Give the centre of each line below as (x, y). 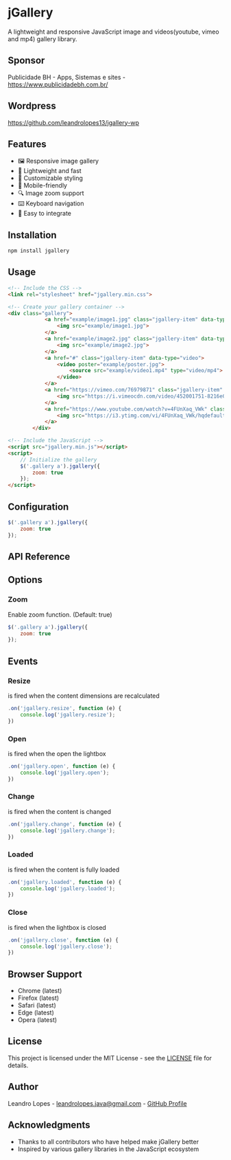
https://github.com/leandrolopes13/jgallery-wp (74, 122)
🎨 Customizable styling (50, 178)
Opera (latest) (37, 1020)
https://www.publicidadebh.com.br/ (58, 84)
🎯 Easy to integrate (44, 214)
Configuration (38, 507)
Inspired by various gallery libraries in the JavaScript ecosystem (108, 1149)
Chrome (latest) (40, 991)
